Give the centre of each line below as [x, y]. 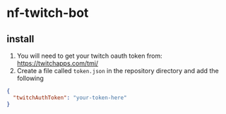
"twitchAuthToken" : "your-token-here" [70, 97]
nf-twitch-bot [48, 13]
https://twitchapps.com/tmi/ [58, 63]
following [30, 78]
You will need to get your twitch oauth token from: [90, 56]
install [20, 39]
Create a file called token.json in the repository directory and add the [118, 71]
